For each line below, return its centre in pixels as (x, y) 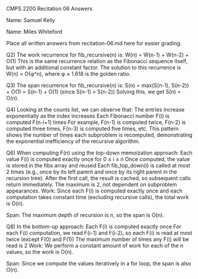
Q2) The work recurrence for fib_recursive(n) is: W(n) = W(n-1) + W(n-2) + (98, 55)
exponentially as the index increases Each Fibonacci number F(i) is (88, 116)
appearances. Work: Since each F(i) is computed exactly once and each (95, 191)
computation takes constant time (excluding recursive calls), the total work (98, 197)
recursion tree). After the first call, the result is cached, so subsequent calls (98, 178)
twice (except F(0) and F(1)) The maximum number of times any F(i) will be (98, 239)
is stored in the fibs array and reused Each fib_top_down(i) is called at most (98, 165)
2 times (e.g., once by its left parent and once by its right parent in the (92, 172)
